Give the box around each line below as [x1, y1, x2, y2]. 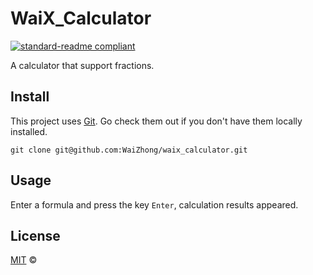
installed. [10, 125, 48, 137]
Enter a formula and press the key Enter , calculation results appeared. [10, 198, 299, 211]
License [10, 227, 61, 244]
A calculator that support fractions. [10, 59, 155, 71]
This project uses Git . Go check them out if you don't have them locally [10, 115, 303, 127]
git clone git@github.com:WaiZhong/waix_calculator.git [10, 145, 248, 155]
